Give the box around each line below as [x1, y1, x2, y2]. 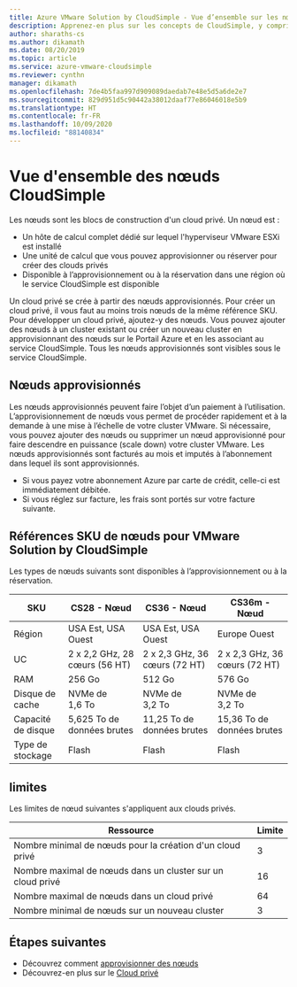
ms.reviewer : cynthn [9, 71, 86, 80]
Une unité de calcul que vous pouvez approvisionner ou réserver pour [21, 250, 278, 261]
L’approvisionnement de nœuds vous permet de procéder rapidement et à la [9, 411, 287, 421]
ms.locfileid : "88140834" [9, 128, 104, 137]
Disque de [13, 688, 56, 700]
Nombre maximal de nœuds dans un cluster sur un [13, 865, 224, 877]
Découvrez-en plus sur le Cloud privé [21, 968, 159, 978]
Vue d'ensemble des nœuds [9, 166, 221, 187]
